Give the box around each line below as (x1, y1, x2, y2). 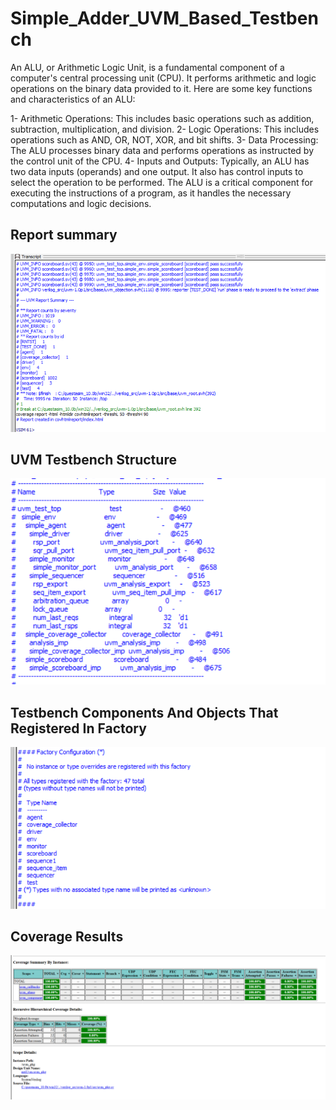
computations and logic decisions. (10, 197, 152, 209)
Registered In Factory (10, 720, 147, 737)
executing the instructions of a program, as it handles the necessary (10, 187, 292, 199)
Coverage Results (10, 928, 124, 946)
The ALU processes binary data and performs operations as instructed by (10, 144, 315, 156)
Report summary (10, 227, 118, 244)
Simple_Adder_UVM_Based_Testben (10, 7, 319, 30)
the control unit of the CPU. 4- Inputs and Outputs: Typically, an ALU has (10, 155, 310, 167)
